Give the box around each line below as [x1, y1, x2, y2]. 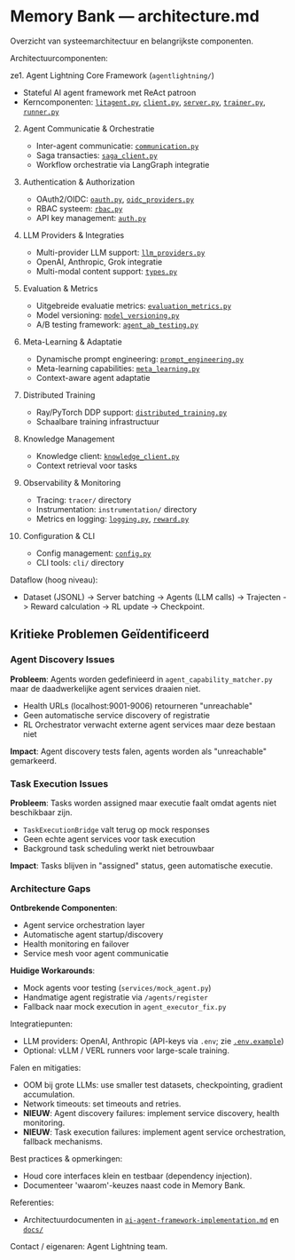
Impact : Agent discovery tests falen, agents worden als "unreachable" [10, 746, 267, 757]
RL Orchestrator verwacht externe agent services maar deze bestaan [22, 719, 276, 730]
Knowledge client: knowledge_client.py [35, 450, 180, 461]
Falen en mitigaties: [10, 1063, 82, 1074]
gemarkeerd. [10, 755, 57, 765]
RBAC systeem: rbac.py [35, 202, 123, 214]
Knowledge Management [22, 433, 115, 444]
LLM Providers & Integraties [22, 229, 125, 241]
